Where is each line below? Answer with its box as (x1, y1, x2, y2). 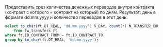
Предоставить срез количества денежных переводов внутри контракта (5, 4, 155, 10)
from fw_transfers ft (14, 28, 57, 33)
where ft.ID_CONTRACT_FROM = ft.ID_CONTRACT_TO (5, 32, 103, 38)
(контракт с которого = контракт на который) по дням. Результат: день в (5, 9, 156, 15)
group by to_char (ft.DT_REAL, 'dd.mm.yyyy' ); (5, 37, 98, 42)
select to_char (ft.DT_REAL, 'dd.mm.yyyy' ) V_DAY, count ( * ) (5, 24, 127, 29)
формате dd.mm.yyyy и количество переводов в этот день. (5, 15, 128, 20)
